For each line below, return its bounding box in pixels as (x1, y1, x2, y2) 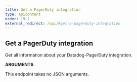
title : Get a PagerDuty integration (5, 7, 81, 12)
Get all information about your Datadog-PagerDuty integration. (5, 52, 133, 58)
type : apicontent (5, 12, 41, 17)
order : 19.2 (5, 16, 30, 21)
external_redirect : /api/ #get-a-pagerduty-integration (5, 21, 121, 26)
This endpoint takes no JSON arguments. (5, 71, 89, 77)
